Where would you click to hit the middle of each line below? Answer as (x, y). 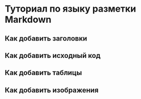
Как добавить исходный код (53, 56)
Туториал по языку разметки (70, 9)
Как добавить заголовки (46, 38)
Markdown (28, 20)
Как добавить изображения (52, 90)
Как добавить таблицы (43, 73)
